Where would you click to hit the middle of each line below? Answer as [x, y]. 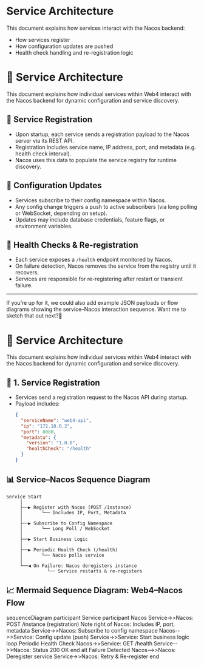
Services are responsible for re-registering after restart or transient [99, 279]
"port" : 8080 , [39, 432]
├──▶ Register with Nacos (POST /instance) [76, 507]
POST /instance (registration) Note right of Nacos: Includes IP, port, [90, 624]
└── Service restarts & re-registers [95, 571]
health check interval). [43, 154]
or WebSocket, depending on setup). [61, 213]
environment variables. [44, 226]
